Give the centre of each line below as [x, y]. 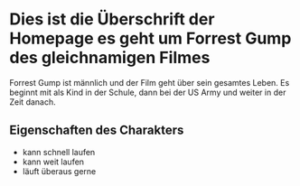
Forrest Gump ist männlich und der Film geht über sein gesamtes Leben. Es [150, 82]
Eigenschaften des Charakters [97, 130]
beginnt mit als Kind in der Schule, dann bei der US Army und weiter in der [148, 92]
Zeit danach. [33, 102]
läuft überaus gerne [59, 171]
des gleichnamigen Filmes [110, 58]
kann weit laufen [53, 162]
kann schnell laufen [59, 152]
